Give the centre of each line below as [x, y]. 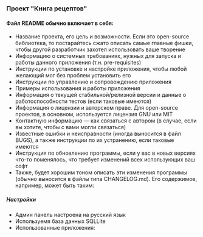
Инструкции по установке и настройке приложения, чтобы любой [101, 69]
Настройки [21, 199]
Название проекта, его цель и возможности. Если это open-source [102, 37]
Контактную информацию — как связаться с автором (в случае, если [106, 121]
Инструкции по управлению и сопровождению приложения [93, 82]
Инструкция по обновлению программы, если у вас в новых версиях [105, 153]
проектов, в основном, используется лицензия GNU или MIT [94, 115]
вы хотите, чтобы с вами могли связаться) [71, 127]
